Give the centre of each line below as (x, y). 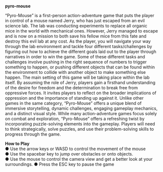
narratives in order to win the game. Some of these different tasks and (75, 57)
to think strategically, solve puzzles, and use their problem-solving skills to (80, 129)
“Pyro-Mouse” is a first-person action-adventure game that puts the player (80, 15)
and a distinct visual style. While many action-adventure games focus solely (81, 113)
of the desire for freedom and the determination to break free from (72, 88)
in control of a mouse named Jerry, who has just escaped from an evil (75, 21)
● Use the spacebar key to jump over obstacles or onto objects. (69, 154)
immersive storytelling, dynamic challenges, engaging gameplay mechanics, (81, 108)
